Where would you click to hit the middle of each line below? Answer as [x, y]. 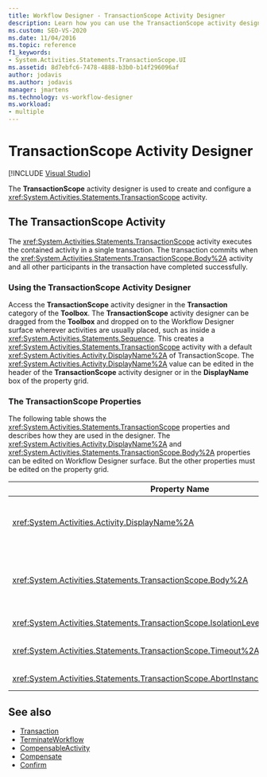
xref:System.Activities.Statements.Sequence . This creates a [106, 338]
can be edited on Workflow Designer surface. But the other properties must [132, 461]
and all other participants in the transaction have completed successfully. [128, 267]
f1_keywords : [30, 53]
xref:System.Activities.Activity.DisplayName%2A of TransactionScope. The [131, 356]
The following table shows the [58, 419]
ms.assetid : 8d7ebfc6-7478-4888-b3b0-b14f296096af [94, 68]
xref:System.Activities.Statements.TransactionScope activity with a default [130, 347]
